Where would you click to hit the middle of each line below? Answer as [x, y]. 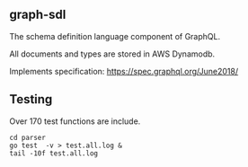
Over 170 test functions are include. [75, 121]
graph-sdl [38, 15]
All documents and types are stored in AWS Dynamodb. [112, 54]
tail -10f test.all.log [54, 153]
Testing [31, 99]
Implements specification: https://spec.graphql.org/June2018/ [124, 71]
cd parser [28, 137]
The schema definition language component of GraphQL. [115, 36]
